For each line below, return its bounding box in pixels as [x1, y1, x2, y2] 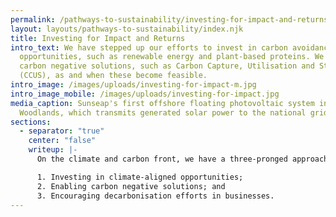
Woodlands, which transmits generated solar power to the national [19, 107, 307, 118]
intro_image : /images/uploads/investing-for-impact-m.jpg [10, 80, 257, 90]
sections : [10, 117, 52, 127]
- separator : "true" [19, 126, 105, 136]
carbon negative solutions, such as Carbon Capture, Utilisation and [19, 61, 315, 71]
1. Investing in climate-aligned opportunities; [36, 172, 244, 182]
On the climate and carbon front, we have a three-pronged [36, 154, 288, 164]
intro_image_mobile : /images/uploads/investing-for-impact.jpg [10, 89, 280, 99]
